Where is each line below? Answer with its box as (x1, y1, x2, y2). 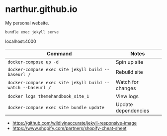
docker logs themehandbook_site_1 (7, 93, 89, 99)
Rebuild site (116, 68, 143, 75)
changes (116, 85, 136, 92)
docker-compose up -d (7, 59, 59, 65)
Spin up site (116, 58, 143, 65)
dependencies (116, 107, 150, 114)
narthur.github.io (5, 3, 78, 15)
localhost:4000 (5, 38, 36, 44)
